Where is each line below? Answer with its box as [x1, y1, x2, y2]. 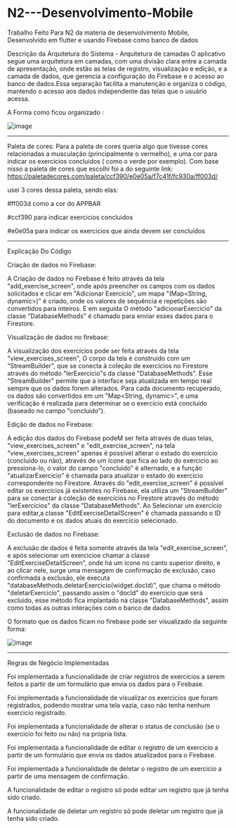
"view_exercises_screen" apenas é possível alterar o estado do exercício [7, 449, 218, 457]
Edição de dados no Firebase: [7, 420, 93, 428]
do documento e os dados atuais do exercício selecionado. [7, 516, 178, 525]
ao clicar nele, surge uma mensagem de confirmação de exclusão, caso [7, 566, 216, 574]
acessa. [7, 94, 30, 103]
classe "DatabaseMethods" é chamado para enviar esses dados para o [7, 312, 214, 320]
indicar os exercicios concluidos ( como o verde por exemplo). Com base [7, 157, 219, 165]
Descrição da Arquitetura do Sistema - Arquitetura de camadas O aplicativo [7, 49, 226, 58]
